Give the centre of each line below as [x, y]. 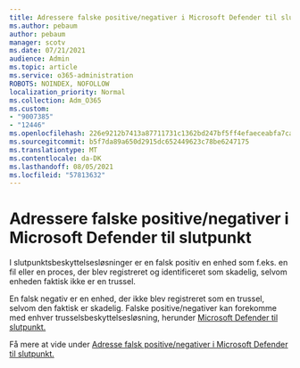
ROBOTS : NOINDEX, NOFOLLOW [59, 84]
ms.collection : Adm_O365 [55, 100]
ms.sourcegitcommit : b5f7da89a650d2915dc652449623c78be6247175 [129, 142]
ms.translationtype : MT [54, 150]
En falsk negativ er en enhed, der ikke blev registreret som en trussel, [137, 298]
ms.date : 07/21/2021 [48, 51]
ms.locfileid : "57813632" [57, 175]
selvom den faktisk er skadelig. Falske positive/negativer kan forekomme [143, 308]
